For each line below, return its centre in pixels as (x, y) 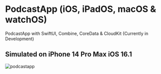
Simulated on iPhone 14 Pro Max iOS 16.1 (69, 54)
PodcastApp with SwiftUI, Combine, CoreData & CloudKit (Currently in (77, 33)
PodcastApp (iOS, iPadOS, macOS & (81, 9)
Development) (20, 39)
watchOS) (26, 20)
